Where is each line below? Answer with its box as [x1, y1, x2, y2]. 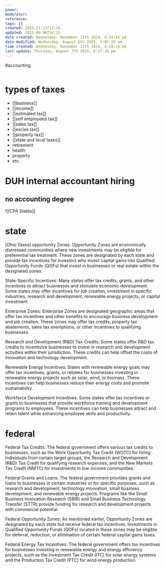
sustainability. [5, 385, 33, 391]
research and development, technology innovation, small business [5, 485, 139, 491]
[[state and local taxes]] [12, 137, 61, 143]
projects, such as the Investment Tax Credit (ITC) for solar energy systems [5, 552, 156, 558]
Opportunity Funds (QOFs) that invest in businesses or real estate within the [5, 263, 159, 269]
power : [5, 7, 19, 12]
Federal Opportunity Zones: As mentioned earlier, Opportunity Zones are [5, 516, 153, 522]
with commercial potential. [5, 507, 59, 513]
